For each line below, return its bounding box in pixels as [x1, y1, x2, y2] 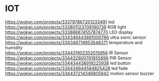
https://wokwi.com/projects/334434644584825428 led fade [5, 65, 128, 71]
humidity [5, 45, 23, 50]
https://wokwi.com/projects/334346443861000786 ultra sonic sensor [5, 34, 147, 40]
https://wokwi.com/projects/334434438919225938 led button [5, 60, 131, 66]
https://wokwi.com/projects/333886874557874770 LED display [5, 29, 133, 35]
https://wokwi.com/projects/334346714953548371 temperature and [5, 39, 143, 45]
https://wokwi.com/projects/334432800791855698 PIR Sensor [5, 55, 132, 61]
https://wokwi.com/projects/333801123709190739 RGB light [5, 24, 126, 30]
